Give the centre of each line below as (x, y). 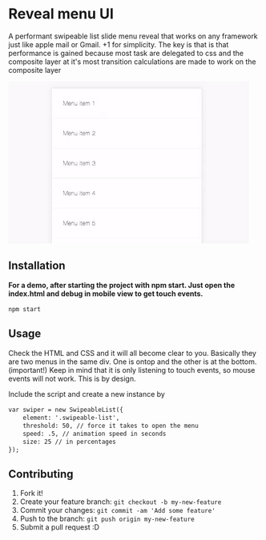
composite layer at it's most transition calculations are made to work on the (132, 62)
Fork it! (32, 494)
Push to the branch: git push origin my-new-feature (107, 519)
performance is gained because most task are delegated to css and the (126, 53)
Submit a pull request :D (60, 527)
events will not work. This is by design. (72, 378)
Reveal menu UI (61, 14)
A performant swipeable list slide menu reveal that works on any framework (133, 36)
